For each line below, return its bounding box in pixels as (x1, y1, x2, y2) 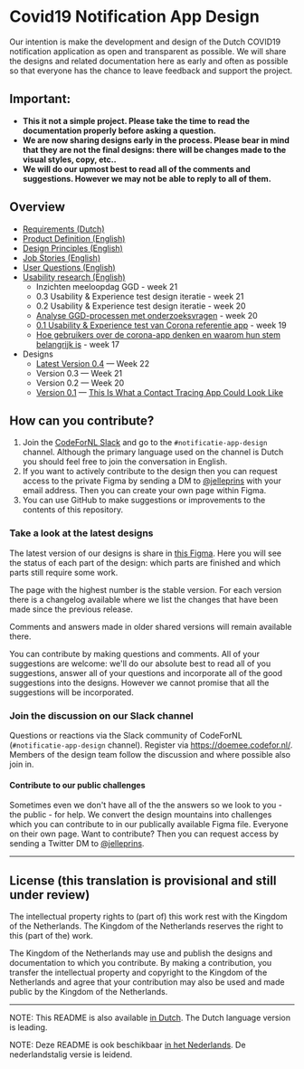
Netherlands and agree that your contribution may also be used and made (9, 976, 285, 988)
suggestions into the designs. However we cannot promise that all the (9, 677, 270, 688)
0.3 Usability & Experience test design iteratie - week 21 (35, 291, 244, 301)
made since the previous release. (9, 604, 133, 615)
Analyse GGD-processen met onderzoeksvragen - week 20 (35, 310, 258, 320)
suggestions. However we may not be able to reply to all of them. (22, 173, 271, 184)
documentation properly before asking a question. (22, 125, 217, 136)
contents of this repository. (22, 504, 124, 515)
